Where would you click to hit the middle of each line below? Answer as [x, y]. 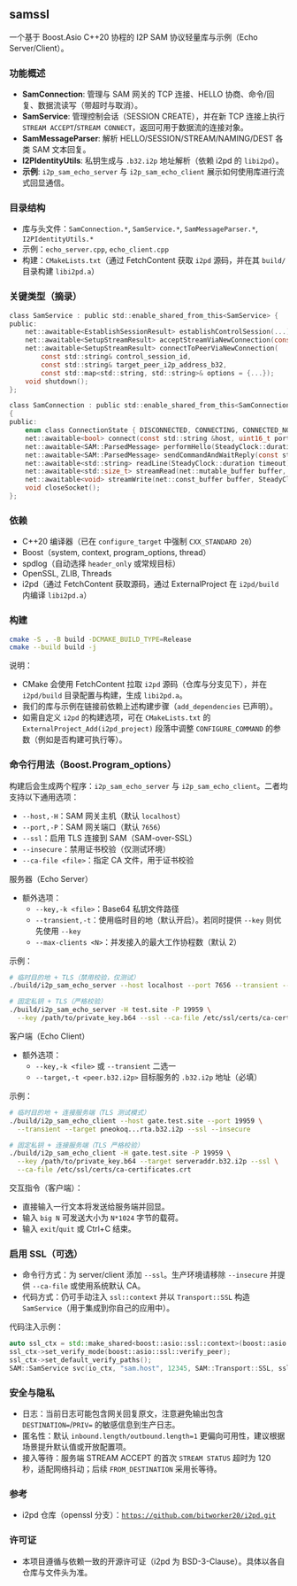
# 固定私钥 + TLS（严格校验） [58, 1002]
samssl [30, 15]
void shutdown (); [57, 381]
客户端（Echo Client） [49, 1036]
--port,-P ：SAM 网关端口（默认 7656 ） [94, 826]
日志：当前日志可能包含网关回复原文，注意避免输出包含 [122, 1414]
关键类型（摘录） [46, 297]
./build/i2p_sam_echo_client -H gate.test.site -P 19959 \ [120, 1153]
